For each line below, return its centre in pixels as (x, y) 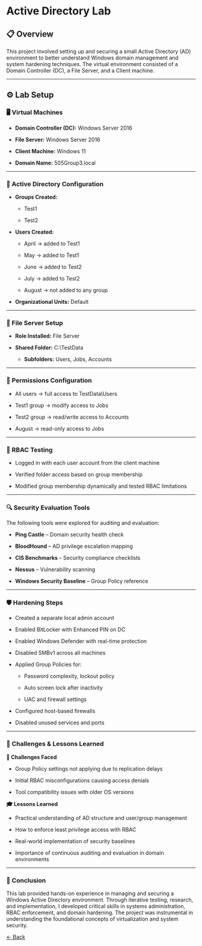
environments (32, 859)
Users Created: (34, 232)
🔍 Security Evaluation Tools (48, 508)
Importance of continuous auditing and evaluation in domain (89, 853)
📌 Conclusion (26, 880)
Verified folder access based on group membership (79, 474)
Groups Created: (36, 197)
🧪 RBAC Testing (29, 450)
